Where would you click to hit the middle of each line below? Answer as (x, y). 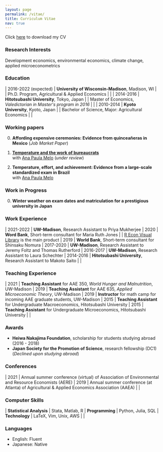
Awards (14, 328)
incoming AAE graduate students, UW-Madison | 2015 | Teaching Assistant (81, 299)
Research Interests (28, 50)
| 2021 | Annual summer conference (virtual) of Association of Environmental (82, 377)
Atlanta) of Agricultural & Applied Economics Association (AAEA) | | (73, 387)
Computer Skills (24, 400)
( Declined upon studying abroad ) (46, 354)
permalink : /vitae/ (25, 14)
